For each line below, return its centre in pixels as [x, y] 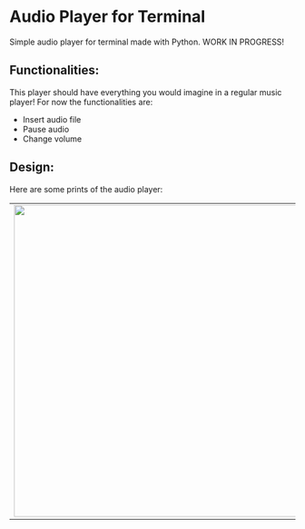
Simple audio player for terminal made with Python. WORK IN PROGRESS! [147, 42]
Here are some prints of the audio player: [86, 189]
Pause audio [46, 129]
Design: [32, 167]
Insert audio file [52, 119]
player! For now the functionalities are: [81, 102]
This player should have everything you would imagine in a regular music [146, 92]
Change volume [52, 139]
